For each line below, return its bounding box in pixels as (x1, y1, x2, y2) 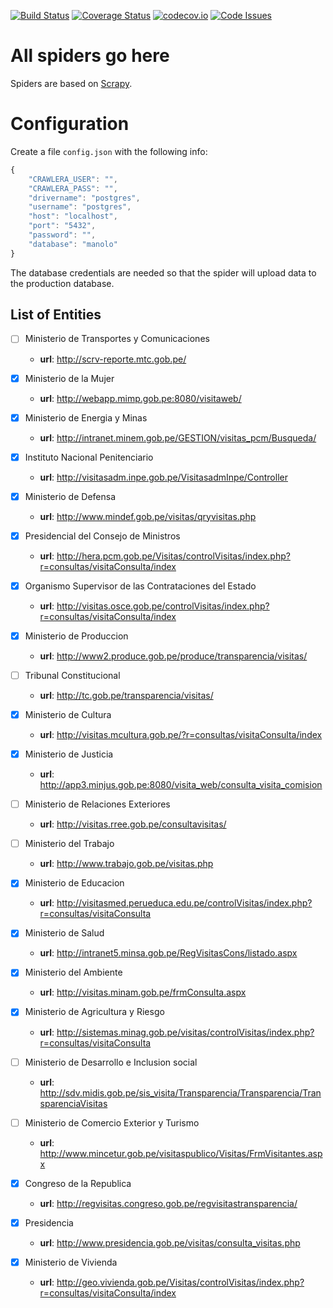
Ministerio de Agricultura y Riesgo (24, 1006, 165, 1018)
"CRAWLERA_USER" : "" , (28, 174, 118, 184)
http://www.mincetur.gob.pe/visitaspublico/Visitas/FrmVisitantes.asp (39, 1147, 323, 1159)
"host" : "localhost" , (28, 211, 118, 222)
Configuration (10, 113, 130, 135)
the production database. (10, 277, 115, 289)
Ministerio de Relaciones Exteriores (24, 798, 171, 810)
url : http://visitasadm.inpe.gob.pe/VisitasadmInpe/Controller (39, 471, 288, 483)
